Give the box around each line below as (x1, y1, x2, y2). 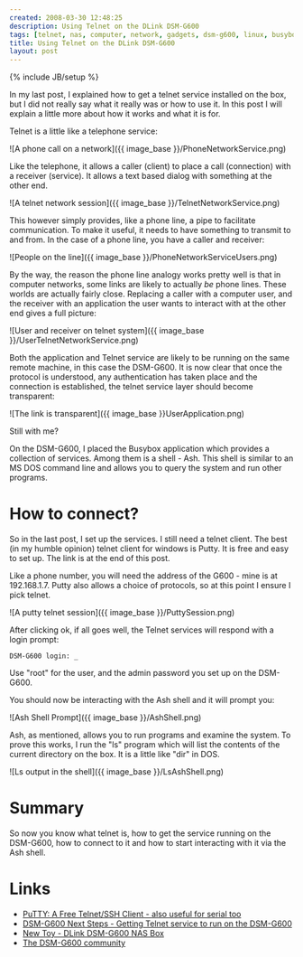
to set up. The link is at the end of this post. (9, 553, 170, 564)
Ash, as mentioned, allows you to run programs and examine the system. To (9, 729, 291, 741)
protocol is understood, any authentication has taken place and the (9, 371, 259, 382)
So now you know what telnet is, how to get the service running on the (9, 828, 271, 839)
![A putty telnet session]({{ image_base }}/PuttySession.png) (9, 607, 235, 618)
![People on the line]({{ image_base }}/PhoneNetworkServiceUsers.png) (9, 252, 278, 263)
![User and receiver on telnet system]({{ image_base (9, 325, 205, 336)
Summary (9, 798, 84, 819)
